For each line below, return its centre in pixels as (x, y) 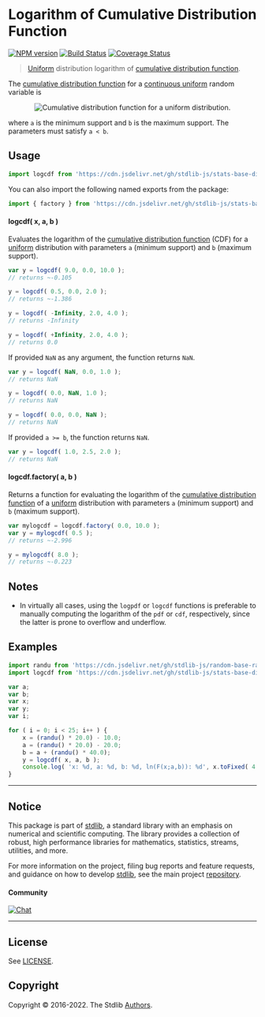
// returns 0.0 (33, 342)
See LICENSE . (31, 961)
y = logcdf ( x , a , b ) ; (62, 760)
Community (28, 892)
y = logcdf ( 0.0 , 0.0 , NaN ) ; (58, 415)
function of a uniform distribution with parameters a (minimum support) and (131, 503)
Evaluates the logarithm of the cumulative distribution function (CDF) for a (128, 239)
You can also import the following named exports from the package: (118, 189)
